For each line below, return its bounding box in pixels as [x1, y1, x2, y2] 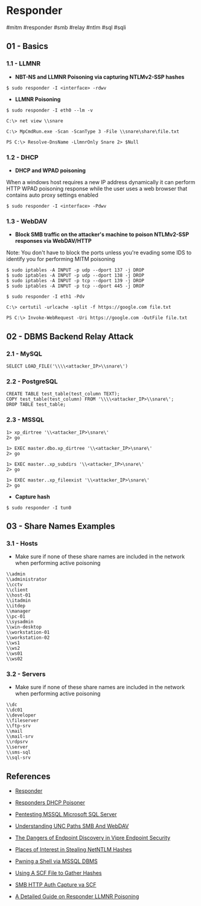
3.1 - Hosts [6, 539, 38, 547]
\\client [6, 587, 28, 594]
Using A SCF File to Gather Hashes [14, 870, 102, 877]
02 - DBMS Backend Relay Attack [6, 331, 134, 342]
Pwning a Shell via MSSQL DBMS [14, 858, 98, 865]
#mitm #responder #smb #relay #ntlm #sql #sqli [6, 24, 126, 31]
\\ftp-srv [6, 723, 31, 729]
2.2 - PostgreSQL [6, 377, 58, 385]
